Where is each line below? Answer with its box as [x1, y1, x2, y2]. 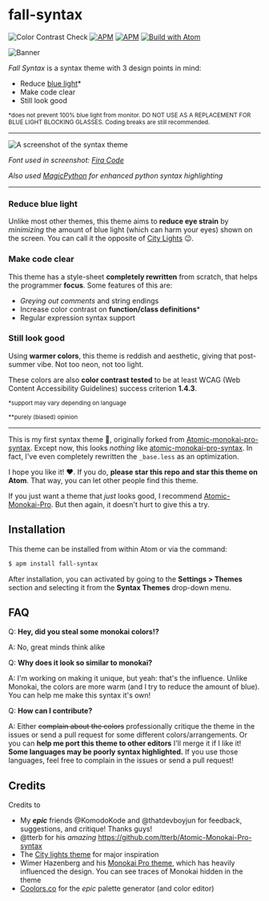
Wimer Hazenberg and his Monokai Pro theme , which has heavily [19, 859, 235, 868]
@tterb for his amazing [19, 833, 97, 843]
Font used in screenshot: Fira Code [8, 155, 124, 165]
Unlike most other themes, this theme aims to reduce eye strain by [8, 216, 229, 226]
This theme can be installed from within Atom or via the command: [8, 544, 228, 553]
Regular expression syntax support [19, 312, 136, 322]
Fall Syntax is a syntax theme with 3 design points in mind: [8, 62, 202, 73]
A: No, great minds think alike [8, 642, 106, 652]
